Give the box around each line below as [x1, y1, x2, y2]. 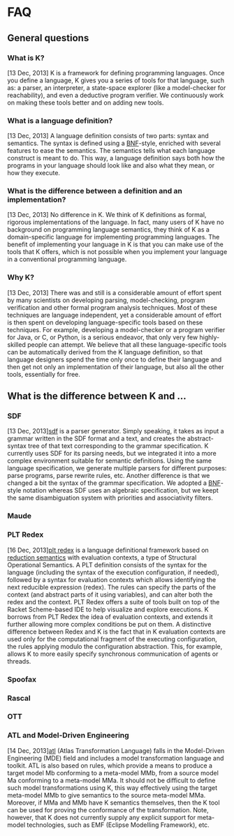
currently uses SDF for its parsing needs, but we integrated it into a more [7, 449, 217, 458]
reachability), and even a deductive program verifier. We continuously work [7, 91, 224, 99]
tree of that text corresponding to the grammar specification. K [27, 442, 209, 450]
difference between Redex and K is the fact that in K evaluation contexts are [7, 627, 226, 636]
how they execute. [7, 169, 61, 177]
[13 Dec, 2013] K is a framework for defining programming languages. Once [7, 68, 225, 77]
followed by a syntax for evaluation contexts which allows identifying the [7, 575, 217, 583]
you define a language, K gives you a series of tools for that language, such [7, 76, 225, 84]
